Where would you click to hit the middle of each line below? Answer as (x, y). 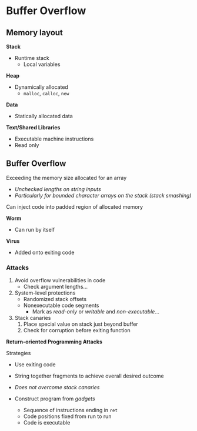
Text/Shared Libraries (33, 127)
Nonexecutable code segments (61, 305)
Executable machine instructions (54, 139)
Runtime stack (32, 58)
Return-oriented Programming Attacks (54, 342)
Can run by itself (34, 229)
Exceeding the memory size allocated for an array (66, 178)
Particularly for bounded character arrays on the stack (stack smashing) (103, 195)
